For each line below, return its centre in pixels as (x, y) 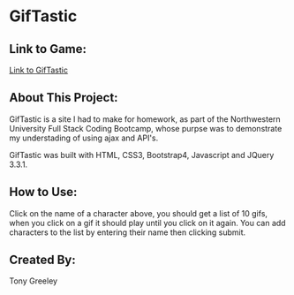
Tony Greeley (34, 281)
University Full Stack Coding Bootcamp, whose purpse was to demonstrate (146, 128)
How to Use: (43, 192)
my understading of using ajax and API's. (84, 138)
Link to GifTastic (39, 70)
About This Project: (64, 98)
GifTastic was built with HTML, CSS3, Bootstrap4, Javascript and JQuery (142, 155)
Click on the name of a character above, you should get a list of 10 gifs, (138, 213)
